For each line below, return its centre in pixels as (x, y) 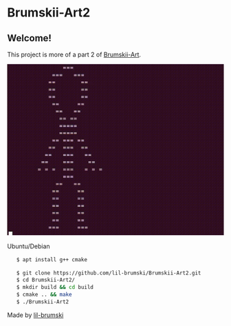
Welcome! (29, 38)
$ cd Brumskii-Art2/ (46, 280)
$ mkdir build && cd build (55, 287)
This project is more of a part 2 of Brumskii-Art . (74, 54)
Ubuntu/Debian (29, 246)
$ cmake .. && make (44, 295)
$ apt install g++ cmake (52, 259)
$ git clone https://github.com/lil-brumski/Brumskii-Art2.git (109, 273)
